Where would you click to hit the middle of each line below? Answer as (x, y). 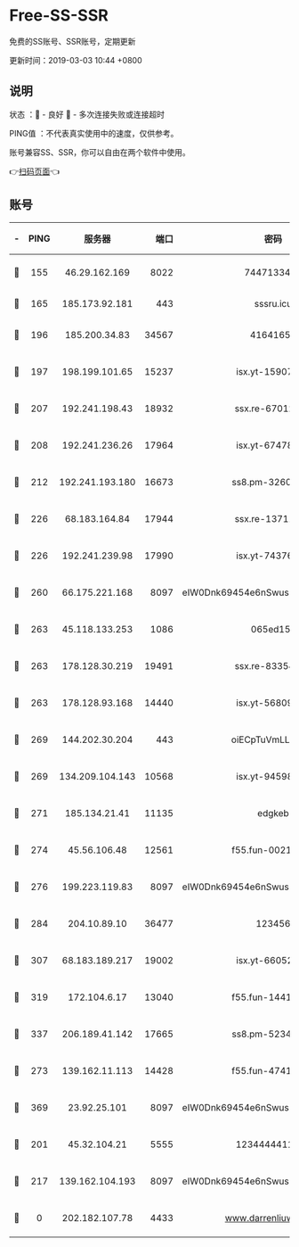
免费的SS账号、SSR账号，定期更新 (73, 41)
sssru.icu (273, 303)
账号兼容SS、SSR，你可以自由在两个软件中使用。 (100, 152)
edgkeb (273, 813)
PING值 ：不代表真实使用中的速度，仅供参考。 (94, 133)
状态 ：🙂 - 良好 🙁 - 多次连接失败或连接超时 (87, 114)
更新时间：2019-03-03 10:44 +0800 (76, 60)
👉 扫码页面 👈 (35, 171)
